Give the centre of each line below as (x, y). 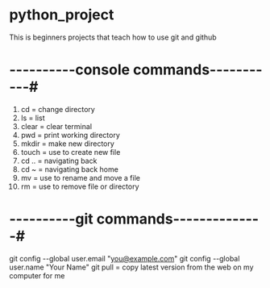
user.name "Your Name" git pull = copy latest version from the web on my (131, 267)
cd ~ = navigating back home (70, 169)
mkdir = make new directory (68, 144)
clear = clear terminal (56, 126)
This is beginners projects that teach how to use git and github (113, 37)
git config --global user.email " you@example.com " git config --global (125, 258)
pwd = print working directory (70, 135)
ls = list (33, 118)
